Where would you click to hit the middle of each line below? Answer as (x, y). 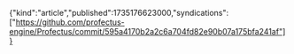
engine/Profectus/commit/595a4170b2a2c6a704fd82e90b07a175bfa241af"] (147, 31)
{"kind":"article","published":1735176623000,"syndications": (119, 13)
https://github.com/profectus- (70, 22)
